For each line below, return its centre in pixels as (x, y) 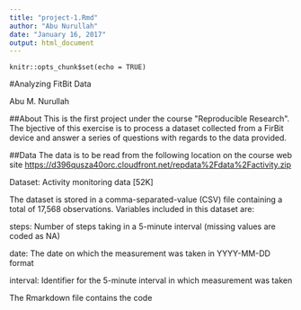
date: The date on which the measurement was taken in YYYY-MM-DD (140, 253)
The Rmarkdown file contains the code (81, 298)
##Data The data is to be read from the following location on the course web (151, 155)
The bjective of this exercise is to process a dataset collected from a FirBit (147, 128)
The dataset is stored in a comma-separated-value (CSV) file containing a (146, 199)
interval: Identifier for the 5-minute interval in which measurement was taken (151, 280)
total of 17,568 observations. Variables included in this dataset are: (132, 209)
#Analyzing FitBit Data (50, 84)
